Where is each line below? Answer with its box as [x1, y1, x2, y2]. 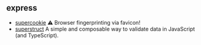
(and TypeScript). [14, 31, 59, 39]
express [6, 3, 37, 13]
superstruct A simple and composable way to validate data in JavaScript [14, 25, 195, 32]
